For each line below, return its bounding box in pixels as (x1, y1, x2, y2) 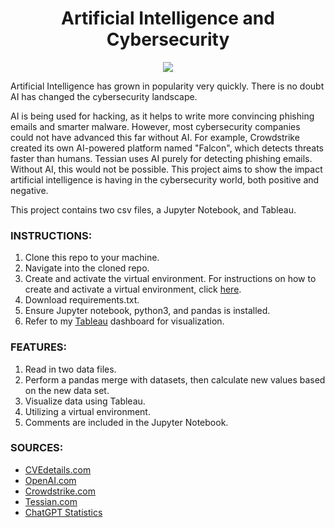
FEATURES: (10, 340, 68, 354)
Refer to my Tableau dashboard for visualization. (24, 315, 225, 327)
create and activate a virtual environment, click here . (24, 283, 242, 296)
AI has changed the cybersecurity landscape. (10, 90, 198, 102)
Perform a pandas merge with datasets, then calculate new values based (24, 373, 326, 386)
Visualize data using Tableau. (24, 395, 146, 407)
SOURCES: (10, 441, 64, 455)
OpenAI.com (24, 474, 77, 486)
